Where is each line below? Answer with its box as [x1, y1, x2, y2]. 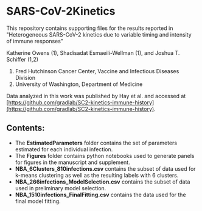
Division [15, 74, 35, 81]
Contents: [6, 123, 45, 134]
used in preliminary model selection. [15, 184, 106, 191]
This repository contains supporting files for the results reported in [6, 24, 173, 32]
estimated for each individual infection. [15, 145, 113, 153]
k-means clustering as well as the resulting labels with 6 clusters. [15, 171, 179, 179]
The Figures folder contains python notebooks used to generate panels [15, 152, 195, 159]
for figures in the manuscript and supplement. [15, 159, 130, 166]
